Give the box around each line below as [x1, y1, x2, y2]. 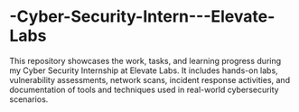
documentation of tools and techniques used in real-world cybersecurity [9, 84, 279, 95]
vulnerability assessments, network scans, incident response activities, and [9, 74, 291, 85]
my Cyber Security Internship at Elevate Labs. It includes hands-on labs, [9, 65, 278, 76]
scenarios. [9, 93, 49, 105]
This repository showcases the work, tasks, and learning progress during [9, 55, 282, 66]
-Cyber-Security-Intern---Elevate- [9, 6, 276, 27]
